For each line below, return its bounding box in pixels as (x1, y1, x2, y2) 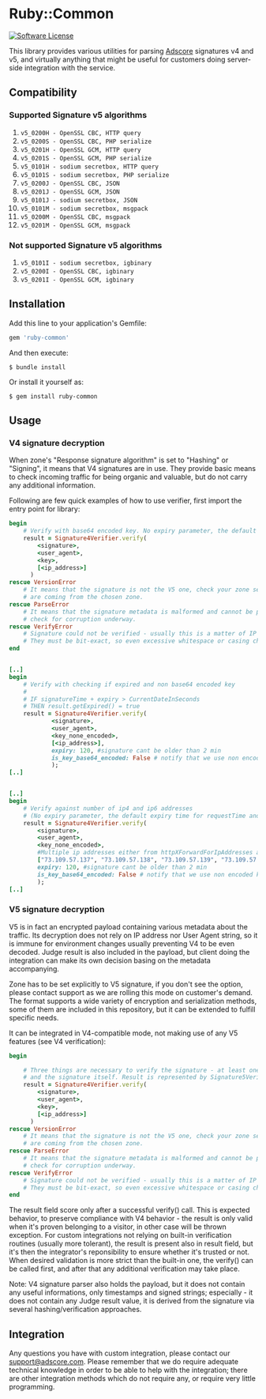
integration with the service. (24, 62, 116, 72)
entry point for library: (9, 504, 81, 514)
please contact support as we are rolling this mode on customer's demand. (9, 987, 253, 997)
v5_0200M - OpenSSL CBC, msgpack (20, 213, 131, 221)
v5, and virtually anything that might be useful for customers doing (9, 55, 226, 64)
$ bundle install (9, 363, 66, 371)
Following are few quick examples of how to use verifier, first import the (9, 496, 242, 506)
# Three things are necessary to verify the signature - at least (23, 1066, 246, 1074)
